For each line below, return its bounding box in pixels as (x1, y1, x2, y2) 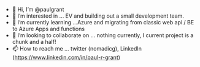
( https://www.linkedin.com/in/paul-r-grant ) (12, 54, 121, 61)
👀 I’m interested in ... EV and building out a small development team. (12, 12, 184, 19)
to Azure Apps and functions (12, 25, 85, 32)
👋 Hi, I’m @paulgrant (12, 6, 64, 13)
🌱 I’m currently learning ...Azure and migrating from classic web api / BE (12, 19, 194, 26)
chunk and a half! (12, 38, 56, 45)
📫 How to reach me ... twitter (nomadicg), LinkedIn (12, 45, 142, 52)
